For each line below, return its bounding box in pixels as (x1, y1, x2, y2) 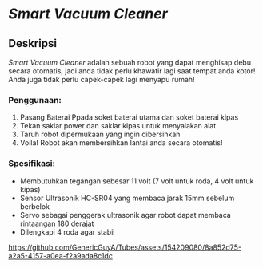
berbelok (19, 201, 50, 211)
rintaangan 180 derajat (19, 219, 94, 228)
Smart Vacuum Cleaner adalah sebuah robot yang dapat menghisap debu (8, 57, 252, 67)
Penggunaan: (8, 94, 62, 105)
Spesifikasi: (8, 158, 56, 169)
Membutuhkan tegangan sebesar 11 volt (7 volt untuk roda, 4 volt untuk (19, 176, 254, 186)
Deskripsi (8, 37, 58, 50)
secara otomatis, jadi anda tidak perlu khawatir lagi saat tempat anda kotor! (8, 66, 256, 76)
